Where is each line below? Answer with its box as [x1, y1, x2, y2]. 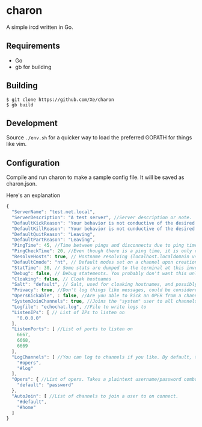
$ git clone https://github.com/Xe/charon [6, 97, 114, 103]
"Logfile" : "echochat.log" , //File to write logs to [11, 304, 147, 310]
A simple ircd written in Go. [6, 23, 73, 31]
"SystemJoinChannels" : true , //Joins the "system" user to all [11, 298, 173, 304]
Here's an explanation [6, 192, 61, 199]
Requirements [6, 41, 60, 51]
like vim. [6, 141, 27, 148]
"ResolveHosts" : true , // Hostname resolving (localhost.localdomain [11, 253, 189, 260]
